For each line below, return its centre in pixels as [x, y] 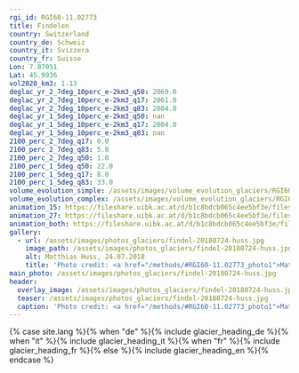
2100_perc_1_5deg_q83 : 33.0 [61, 183]
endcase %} [32, 360]
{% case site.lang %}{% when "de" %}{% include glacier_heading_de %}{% [149, 332]
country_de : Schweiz [48, 42]
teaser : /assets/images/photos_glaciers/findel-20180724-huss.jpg [143, 298]
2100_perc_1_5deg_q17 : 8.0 [59, 174]
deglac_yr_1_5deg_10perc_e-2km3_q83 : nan [87, 133]
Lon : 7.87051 [33, 67]
